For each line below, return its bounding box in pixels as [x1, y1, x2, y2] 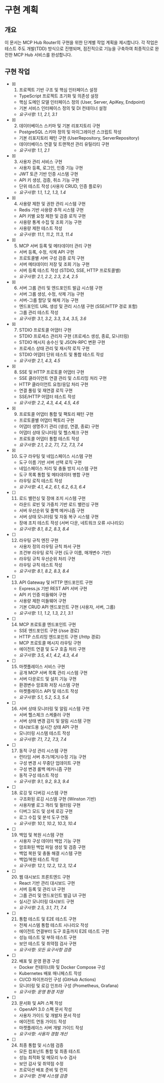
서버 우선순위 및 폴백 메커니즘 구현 [19, 507, 85, 513]
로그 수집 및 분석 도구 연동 [19, 814, 69, 820]
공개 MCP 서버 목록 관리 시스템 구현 [19, 669, 88, 676]
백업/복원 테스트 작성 [19, 856, 59, 862]
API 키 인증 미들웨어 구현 [19, 592, 67, 598]
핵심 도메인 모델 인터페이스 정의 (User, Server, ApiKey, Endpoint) [19, 99, 145, 105]
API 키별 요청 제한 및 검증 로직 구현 [19, 213, 86, 219]
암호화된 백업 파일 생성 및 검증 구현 [19, 844, 86, 850]
